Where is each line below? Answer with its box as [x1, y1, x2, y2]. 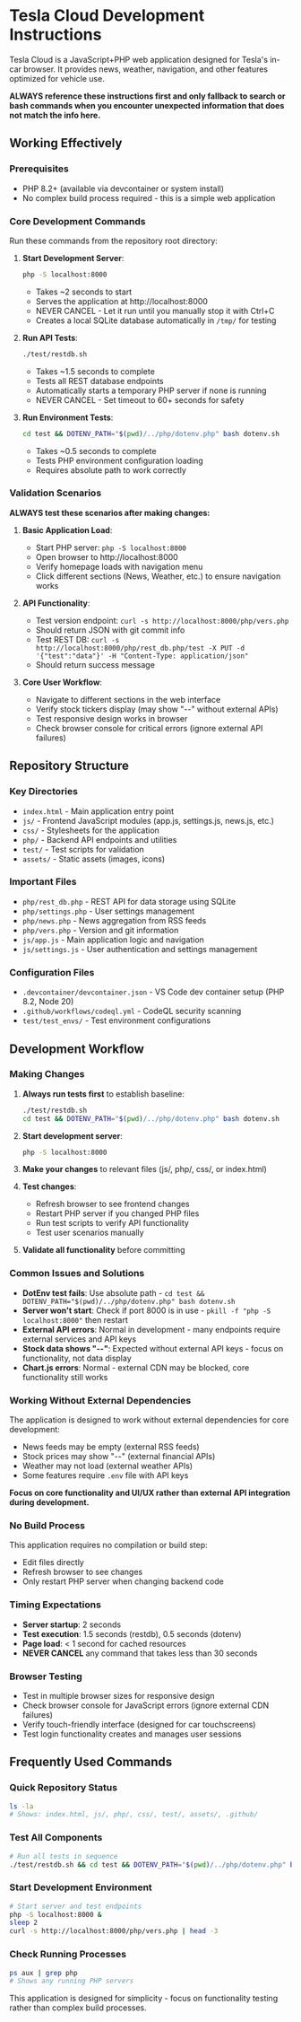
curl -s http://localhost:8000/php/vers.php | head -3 [9, 1927, 219, 1936]
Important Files [9, 876, 77, 888]
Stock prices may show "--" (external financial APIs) [21, 1451, 216, 1462]
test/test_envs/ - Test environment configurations [21, 1015, 211, 1026]
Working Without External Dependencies [9, 1394, 192, 1406]
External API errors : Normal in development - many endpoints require [21, 1324, 280, 1335]
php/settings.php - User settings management [21, 906, 195, 916]
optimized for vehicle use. [9, 73, 105, 83]
